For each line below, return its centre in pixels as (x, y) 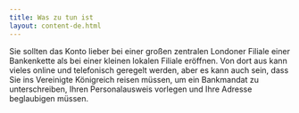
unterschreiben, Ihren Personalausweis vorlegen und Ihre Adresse (131, 89)
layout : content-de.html (55, 26)
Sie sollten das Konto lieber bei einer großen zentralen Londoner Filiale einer (149, 51)
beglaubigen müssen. (49, 98)
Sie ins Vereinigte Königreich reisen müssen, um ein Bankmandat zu (134, 79)
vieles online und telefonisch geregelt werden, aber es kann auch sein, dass (149, 70)
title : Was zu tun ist (51, 17)
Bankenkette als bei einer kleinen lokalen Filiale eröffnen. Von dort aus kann (148, 61)
